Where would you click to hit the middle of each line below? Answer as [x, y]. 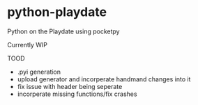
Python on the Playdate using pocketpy [63, 31]
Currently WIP [27, 45]
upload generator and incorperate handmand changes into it [104, 79]
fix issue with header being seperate [70, 86]
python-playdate [57, 12]
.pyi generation [39, 72]
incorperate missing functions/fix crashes [77, 94]
